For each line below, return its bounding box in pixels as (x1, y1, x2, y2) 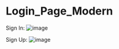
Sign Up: (6, 36, 28, 43)
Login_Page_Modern (6, 4, 113, 18)
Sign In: (6, 24, 25, 31)
